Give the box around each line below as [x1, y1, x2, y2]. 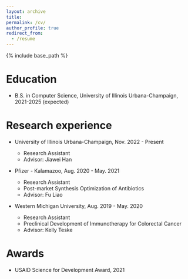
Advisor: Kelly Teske [23, 226, 73, 233]
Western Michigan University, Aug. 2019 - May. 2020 [14, 202, 143, 209]
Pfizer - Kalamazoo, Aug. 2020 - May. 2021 [14, 167, 120, 174]
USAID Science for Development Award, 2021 [14, 266, 125, 273]
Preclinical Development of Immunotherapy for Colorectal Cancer [23, 220, 182, 227]
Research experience [6, 119, 112, 132]
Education [6, 73, 57, 86]
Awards [6, 247, 45, 260]
